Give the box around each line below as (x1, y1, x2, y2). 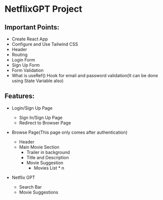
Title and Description (26, 154, 69, 160)
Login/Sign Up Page (11, 105, 53, 111)
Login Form (11, 57, 35, 62)
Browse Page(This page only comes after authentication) (11, 129, 128, 135)
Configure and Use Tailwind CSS (11, 41, 78, 47)
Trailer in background (26, 149, 70, 155)
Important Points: (4, 23, 60, 31)
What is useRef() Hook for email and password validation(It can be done (11, 73, 158, 78)
